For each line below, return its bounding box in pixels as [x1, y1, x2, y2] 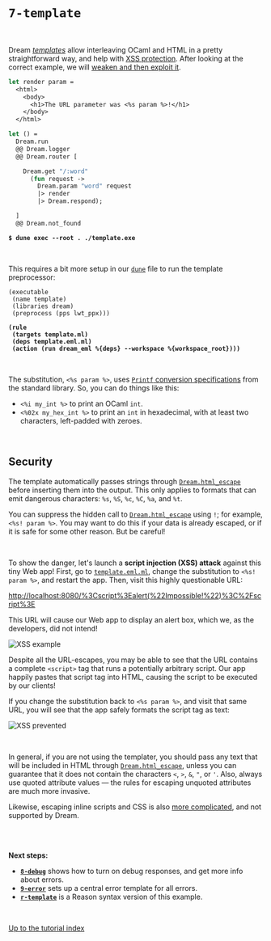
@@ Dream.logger [15, 145, 70, 153]
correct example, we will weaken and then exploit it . [8, 62, 181, 72]
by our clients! [8, 681, 57, 690]
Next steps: [8, 850, 49, 860]
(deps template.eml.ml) [11, 337, 92, 345]
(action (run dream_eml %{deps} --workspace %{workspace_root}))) [11, 344, 241, 352]
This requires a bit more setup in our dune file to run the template [8, 264, 223, 273]
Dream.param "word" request [37, 182, 132, 191]
